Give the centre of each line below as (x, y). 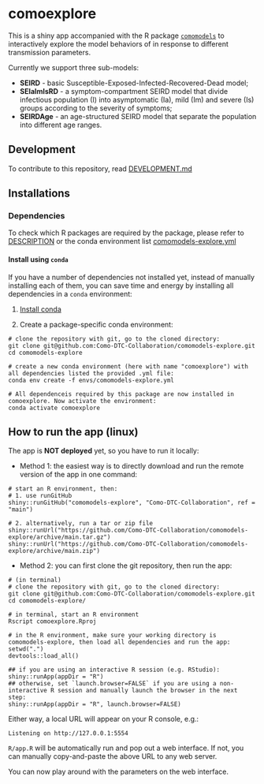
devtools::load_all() (44, 656)
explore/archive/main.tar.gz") (59, 537)
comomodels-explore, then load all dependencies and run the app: (119, 642)
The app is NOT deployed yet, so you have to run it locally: (104, 451)
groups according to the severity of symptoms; (96, 108)
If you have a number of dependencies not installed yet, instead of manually (131, 277)
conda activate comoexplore (54, 408)
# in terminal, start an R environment (74, 615)
